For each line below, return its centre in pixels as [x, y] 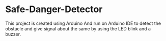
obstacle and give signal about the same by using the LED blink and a [78, 28]
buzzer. [13, 34]
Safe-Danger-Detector [54, 9]
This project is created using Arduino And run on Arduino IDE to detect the [83, 23]
